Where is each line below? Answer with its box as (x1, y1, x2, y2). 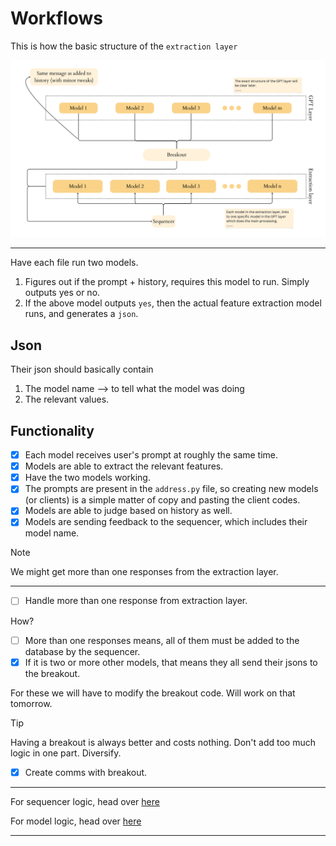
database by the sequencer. (24, 645, 141, 657)
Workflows (10, 7, 103, 30)
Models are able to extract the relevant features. (24, 460, 224, 472)
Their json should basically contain (10, 363, 154, 376)
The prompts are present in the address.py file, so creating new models (24, 483, 319, 495)
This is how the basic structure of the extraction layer (10, 40, 238, 52)
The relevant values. (24, 393, 110, 406)
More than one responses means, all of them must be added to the (24, 634, 300, 646)
